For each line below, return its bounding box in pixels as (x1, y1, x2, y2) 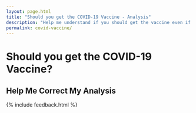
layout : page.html (6, 8, 51, 15)
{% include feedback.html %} (6, 101, 78, 108)
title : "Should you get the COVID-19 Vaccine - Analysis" (6, 14, 151, 20)
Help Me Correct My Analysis (6, 85, 116, 95)
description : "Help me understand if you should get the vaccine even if (6, 19, 191, 25)
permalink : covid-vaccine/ (6, 25, 72, 31)
